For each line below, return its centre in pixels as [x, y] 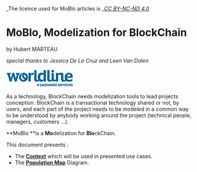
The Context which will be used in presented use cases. [84, 156]
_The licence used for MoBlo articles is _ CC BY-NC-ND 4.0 [78, 9]
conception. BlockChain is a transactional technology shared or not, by [93, 102]
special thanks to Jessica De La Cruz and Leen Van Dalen [77, 60]
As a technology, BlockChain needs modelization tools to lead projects [92, 96]
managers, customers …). [38, 121]
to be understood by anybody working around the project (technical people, [99, 115]
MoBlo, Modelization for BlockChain [96, 33]
